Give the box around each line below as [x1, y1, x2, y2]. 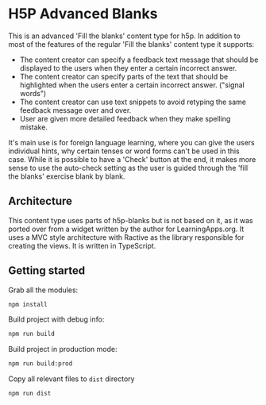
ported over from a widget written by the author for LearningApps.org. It [8, 224, 245, 233]
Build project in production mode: [8, 345, 118, 354]
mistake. [19, 122, 48, 132]
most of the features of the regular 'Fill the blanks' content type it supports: [8, 39, 255, 48]
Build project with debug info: [8, 314, 105, 324]
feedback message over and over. [19, 105, 132, 115]
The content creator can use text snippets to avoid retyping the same [19, 97, 246, 106]
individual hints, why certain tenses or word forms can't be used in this [8, 146, 240, 156]
